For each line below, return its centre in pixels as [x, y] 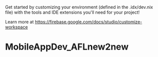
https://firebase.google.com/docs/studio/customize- [88, 22]
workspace [17, 27]
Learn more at [20, 22]
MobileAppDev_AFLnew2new [67, 47]
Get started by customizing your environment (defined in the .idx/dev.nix [79, 7]
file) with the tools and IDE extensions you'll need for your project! [73, 12]
